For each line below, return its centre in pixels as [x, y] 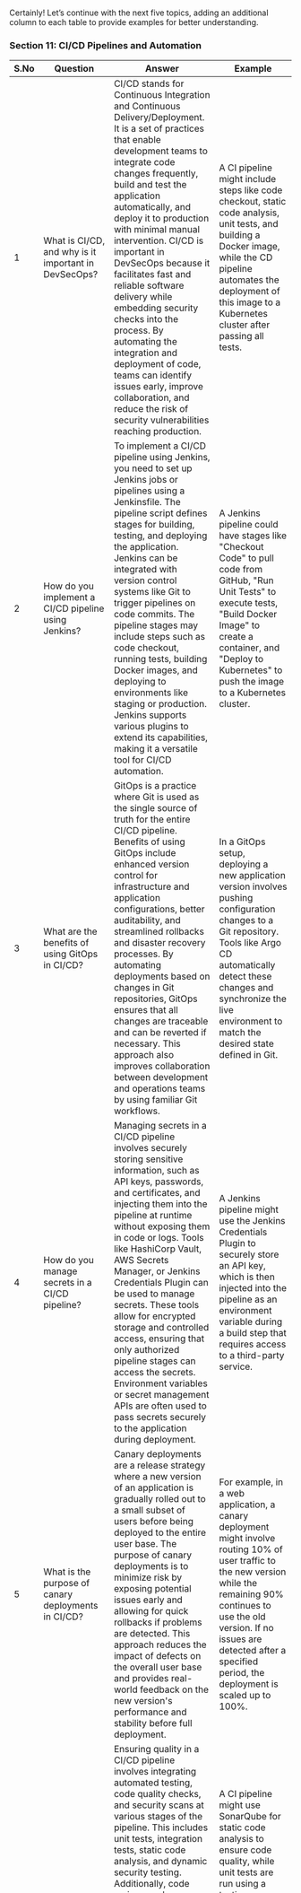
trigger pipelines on [155, 603]
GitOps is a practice [155, 786]
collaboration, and [151, 397]
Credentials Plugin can [161, 1283]
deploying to [140, 682]
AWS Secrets [141, 1261]
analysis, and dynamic [160, 1862]
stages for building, [154, 525]
